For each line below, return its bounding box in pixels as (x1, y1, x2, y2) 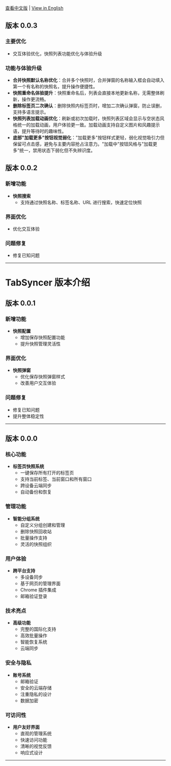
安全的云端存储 (20, 684, 52, 691)
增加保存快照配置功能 (20, 334, 65, 341)
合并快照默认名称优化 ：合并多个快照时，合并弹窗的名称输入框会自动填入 (12, 77, 164, 83)
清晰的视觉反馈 (20, 743, 52, 749)
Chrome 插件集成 (20, 587, 56, 593)
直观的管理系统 (20, 730, 52, 736)
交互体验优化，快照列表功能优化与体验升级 (12, 51, 102, 57)
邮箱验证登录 (20, 593, 47, 600)
